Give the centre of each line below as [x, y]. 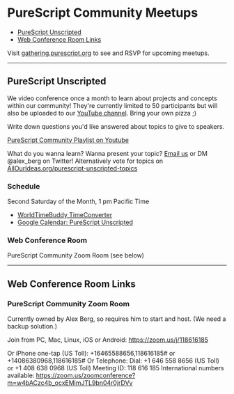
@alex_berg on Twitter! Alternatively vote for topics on [85, 161]
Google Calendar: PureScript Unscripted [75, 222]
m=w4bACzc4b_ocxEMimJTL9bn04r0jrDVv [70, 383]
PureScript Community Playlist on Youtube [68, 140]
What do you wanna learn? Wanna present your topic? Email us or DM [107, 153]
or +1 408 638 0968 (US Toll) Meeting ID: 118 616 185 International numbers [116, 368]
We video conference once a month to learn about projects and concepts [112, 98]
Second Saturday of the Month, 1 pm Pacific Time [78, 202]
